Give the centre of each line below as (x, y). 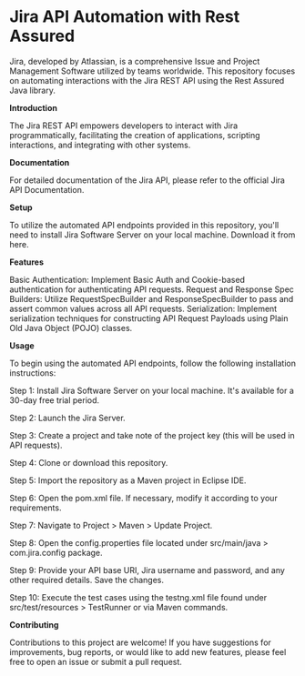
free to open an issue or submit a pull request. (96, 661)
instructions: (33, 373)
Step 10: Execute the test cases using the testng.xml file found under (138, 597)
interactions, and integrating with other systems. (100, 145)
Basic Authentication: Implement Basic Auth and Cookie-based (127, 279)
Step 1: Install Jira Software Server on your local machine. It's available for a (152, 390)
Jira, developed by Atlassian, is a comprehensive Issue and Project (135, 61)
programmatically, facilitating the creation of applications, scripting (135, 135)
